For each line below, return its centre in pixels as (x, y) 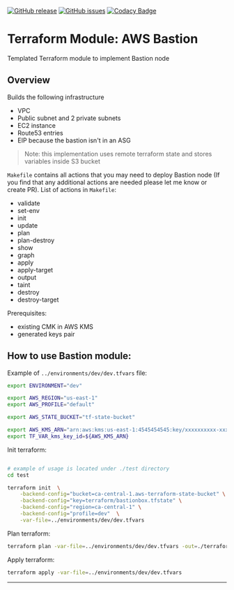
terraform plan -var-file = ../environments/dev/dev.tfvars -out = (102, 546)
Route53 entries (40, 133)
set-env (29, 210)
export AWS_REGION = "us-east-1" (53, 398)
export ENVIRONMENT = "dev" (45, 385)
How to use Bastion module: (69, 356)
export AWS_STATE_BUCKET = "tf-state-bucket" (71, 418)
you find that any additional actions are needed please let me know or (107, 182)
